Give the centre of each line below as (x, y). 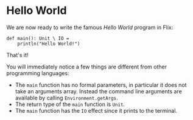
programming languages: (38, 73)
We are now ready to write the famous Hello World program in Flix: (90, 27)
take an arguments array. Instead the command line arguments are (99, 91)
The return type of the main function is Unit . (70, 104)
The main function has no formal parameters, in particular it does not (101, 85)
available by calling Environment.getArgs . (66, 98)
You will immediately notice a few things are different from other (87, 67)
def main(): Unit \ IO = (38, 38)
